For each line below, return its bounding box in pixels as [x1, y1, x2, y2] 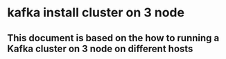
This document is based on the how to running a [7, 32, 220, 44]
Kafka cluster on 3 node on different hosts [7, 43, 193, 54]
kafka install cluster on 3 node [7, 5, 185, 21]
